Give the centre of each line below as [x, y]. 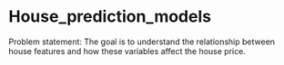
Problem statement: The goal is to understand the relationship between [142, 42]
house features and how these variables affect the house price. [127, 51]
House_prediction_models [110, 17]
